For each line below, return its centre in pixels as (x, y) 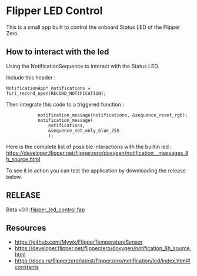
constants (27, 267)
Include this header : (31, 77)
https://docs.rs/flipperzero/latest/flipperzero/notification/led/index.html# (102, 261)
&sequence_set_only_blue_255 (84, 131)
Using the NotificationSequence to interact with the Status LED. (83, 66)
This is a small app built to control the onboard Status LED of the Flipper (93, 27)
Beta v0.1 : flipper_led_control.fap (46, 210)
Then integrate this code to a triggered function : (65, 104)
